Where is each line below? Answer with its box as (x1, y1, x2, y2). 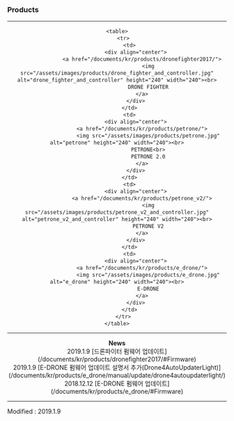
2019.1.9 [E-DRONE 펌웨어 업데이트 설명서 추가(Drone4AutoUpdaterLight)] (13, 363, 221, 372)
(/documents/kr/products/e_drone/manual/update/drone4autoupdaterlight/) (8, 371, 226, 380)
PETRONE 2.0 (131, 153, 166, 161)
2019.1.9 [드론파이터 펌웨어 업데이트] (67, 347, 167, 356)
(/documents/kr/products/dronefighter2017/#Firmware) (38, 355, 196, 363)
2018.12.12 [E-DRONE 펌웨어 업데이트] (64, 379, 170, 388)
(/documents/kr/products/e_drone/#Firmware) (50, 388, 183, 396)
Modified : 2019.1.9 (7, 407, 61, 415)
